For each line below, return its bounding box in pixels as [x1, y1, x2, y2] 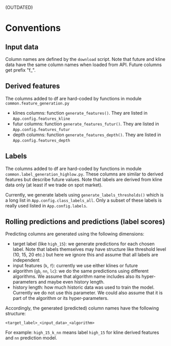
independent [12, 257, 40, 263]
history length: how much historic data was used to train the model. [12, 284, 155, 291]
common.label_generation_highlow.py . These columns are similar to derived [5, 171, 163, 177]
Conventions [5, 23, 61, 34]
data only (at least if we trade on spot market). [5, 182, 103, 188]
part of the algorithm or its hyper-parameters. [12, 295, 109, 301]
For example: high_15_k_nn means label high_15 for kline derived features [5, 330, 159, 336]
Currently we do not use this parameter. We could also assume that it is [12, 290, 163, 296]
